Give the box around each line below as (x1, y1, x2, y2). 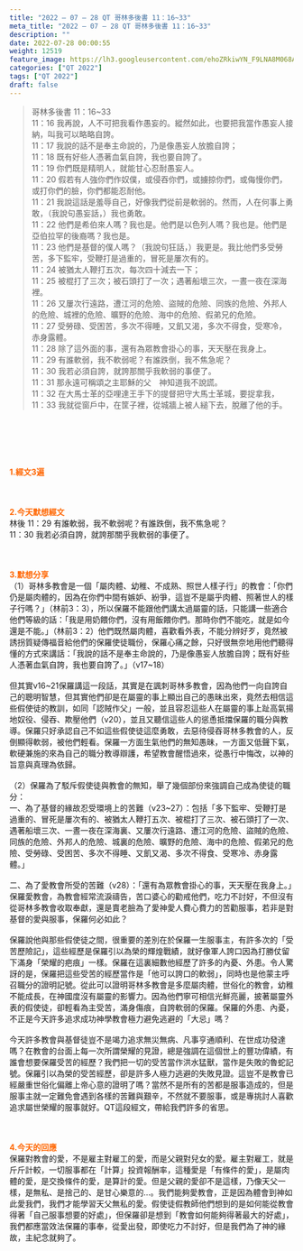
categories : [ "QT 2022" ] (9, 64, 103, 73)
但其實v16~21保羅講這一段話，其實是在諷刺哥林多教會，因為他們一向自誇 (9, 680, 280, 691)
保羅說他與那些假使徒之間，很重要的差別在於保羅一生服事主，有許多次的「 (9, 934, 286, 945)
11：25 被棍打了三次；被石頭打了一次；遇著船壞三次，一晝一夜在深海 (31, 275, 287, 286)
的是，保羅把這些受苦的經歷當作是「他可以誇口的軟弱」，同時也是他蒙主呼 (16, 968, 290, 979)
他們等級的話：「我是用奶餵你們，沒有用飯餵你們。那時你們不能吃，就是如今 (9, 614, 290, 625)
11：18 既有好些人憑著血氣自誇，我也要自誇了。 (31, 151, 207, 162)
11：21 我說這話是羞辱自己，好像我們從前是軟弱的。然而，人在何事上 (31, 196, 286, 207)
